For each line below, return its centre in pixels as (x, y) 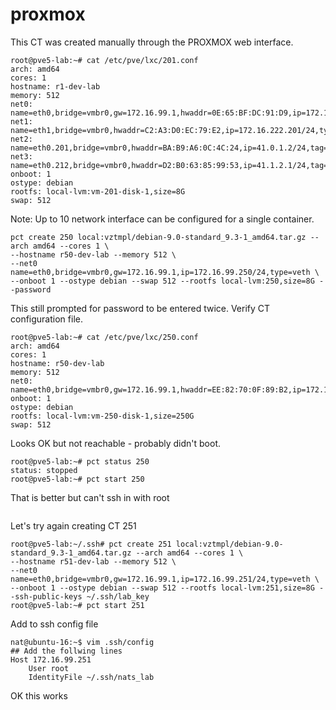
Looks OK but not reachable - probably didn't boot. (115, 443)
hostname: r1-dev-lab (55, 86)
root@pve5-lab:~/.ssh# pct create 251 (91, 544)
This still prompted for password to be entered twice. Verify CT (140, 308)
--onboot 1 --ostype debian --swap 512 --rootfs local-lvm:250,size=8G (162, 281)
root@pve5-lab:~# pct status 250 (80, 461)
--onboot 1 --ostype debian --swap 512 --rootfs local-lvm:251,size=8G (162, 588)
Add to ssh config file (54, 624)
